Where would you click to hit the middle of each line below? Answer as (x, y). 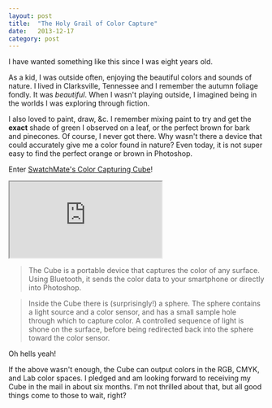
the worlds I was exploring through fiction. (79, 103)
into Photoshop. (55, 288)
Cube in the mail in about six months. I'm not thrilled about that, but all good (135, 387)
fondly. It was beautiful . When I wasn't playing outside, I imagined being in (133, 95)
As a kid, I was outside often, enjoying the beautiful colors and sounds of (130, 77)
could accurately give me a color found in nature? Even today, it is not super (136, 145)
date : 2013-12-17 (41, 31)
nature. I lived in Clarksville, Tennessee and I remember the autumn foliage (133, 86)
